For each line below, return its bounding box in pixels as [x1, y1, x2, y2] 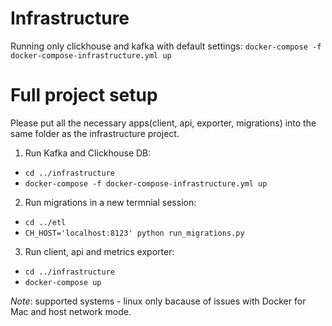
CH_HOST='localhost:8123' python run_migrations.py [24, 228, 245, 238]
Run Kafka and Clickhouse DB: [24, 147, 152, 159]
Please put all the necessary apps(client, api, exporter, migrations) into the [10, 117, 317, 129]
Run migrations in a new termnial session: [24, 196, 197, 208]
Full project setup [10, 84, 158, 107]
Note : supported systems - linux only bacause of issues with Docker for [10, 295, 307, 307]
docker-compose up [24, 277, 102, 287]
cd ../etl [24, 217, 67, 227]
